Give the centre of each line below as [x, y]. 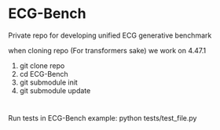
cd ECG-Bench [44, 74]
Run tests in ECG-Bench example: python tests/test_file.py [103, 118]
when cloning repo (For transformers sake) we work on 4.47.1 [107, 50]
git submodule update [55, 90]
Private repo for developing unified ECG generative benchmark [110, 35]
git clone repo [42, 65]
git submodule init [49, 82]
